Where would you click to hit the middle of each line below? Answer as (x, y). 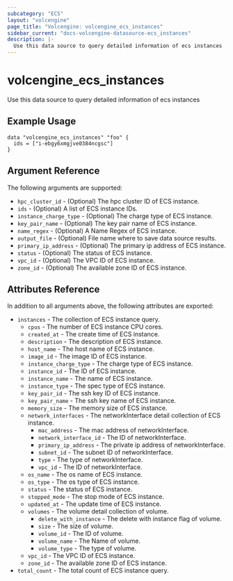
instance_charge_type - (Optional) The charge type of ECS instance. (115, 215)
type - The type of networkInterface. (90, 460)
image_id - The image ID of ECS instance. (87, 357)
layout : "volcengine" (39, 20)
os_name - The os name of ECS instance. (85, 475)
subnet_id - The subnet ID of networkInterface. (106, 452)
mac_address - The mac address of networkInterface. (113, 430)
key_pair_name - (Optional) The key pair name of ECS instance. (107, 223)
